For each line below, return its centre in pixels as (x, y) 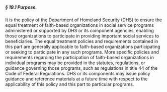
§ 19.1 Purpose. (21, 7)
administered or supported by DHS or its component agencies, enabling (80, 30)
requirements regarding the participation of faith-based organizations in (80, 57)
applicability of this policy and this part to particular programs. (70, 84)
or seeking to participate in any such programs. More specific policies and (82, 52)
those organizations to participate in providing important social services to (82, 36)
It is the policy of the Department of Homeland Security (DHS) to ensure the (84, 20)
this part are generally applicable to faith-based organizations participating (83, 47)
